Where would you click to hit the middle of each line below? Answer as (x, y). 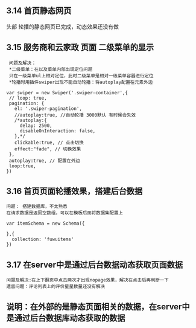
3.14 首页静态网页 (39, 11)
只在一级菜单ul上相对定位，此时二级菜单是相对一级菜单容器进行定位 (81, 76)
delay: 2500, (36, 126)
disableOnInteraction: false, (58, 131)
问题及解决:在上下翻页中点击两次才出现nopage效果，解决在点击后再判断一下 (87, 280)
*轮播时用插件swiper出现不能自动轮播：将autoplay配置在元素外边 (81, 82)
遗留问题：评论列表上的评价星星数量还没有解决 (56, 287)
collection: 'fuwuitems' (43, 240)
